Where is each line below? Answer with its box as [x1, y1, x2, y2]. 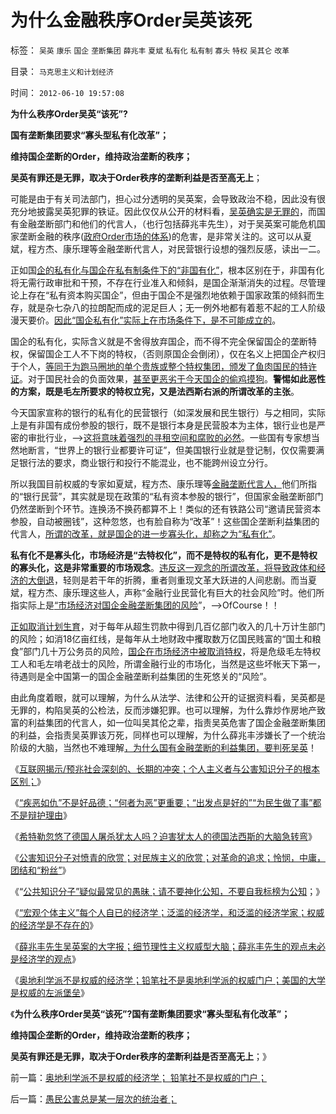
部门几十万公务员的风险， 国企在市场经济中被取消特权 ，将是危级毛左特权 [23, 645, 322, 657]
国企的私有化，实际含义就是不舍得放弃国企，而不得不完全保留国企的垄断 [10, 335, 308, 347]
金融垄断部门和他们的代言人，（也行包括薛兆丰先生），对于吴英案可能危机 [18, 217, 317, 230]
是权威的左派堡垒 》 [10, 986, 90, 998]
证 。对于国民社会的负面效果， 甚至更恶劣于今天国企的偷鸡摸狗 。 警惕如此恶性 [10, 372, 326, 385]
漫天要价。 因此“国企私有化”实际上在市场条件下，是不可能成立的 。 [10, 314, 282, 326]
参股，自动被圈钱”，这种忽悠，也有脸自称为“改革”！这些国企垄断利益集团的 [10, 515, 320, 527]
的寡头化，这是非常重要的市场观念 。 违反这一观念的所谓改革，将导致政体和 [10, 561, 317, 573]
